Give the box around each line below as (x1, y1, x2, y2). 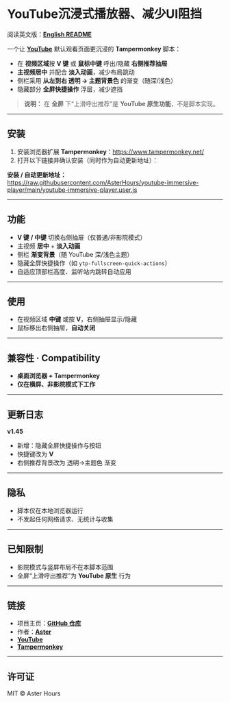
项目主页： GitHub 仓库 (16, 619, 81, 628)
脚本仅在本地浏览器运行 (16, 506, 84, 515)
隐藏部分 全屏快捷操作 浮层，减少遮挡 (16, 85, 123, 93)
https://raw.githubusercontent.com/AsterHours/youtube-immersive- (7, 178, 199, 186)
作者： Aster (16, 628, 51, 636)
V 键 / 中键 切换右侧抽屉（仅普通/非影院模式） (16, 233, 146, 241)
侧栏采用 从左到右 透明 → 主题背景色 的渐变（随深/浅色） (16, 76, 177, 84)
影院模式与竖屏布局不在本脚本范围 (16, 563, 114, 571)
